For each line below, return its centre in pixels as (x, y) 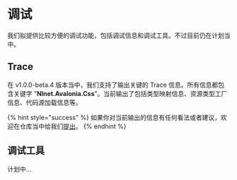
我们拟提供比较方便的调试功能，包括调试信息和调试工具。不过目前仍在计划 (116, 35)
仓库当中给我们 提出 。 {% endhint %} (73, 126)
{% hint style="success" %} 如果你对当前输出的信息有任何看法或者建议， (114, 117)
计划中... (19, 169)
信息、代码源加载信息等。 (45, 102)
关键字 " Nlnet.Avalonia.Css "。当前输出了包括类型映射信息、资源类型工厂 (120, 93)
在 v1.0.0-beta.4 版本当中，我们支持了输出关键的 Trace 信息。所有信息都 (113, 85)
